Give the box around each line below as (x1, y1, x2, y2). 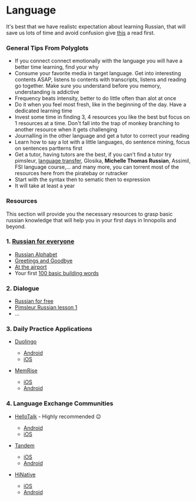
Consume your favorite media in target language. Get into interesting (14, 70, 181, 77)
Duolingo (14, 338, 37, 345)
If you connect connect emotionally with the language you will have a (14, 57, 182, 65)
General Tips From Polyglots (6, 44, 89, 52)
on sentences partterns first (14, 145, 82, 152)
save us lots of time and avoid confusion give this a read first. (6, 29, 155, 36)
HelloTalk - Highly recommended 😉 (14, 413, 102, 420)
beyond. (6, 223, 26, 230)
